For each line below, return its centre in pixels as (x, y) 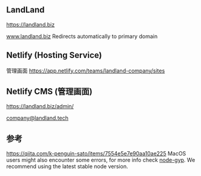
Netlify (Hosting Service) (54, 55)
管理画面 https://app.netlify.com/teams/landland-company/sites (86, 70)
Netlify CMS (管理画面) (49, 92)
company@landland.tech (37, 118)
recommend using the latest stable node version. (67, 166)
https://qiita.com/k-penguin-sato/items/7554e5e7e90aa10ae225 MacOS (96, 154)
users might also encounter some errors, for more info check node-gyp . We (101, 160)
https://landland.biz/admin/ (40, 106)
